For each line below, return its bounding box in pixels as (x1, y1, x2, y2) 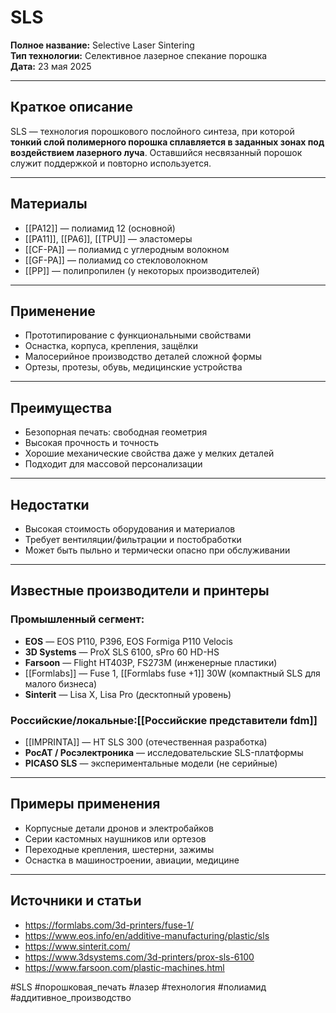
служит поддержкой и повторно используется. (10, 157, 212, 169)
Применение (10, 302, 96, 320)
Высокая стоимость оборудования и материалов (24, 523, 236, 535)
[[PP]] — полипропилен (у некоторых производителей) (24, 264, 260, 276)
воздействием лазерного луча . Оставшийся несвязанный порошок (10, 146, 303, 158)
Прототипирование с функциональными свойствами (24, 329, 252, 341)
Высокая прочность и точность (24, 437, 160, 449)
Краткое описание (10, 99, 133, 116)
